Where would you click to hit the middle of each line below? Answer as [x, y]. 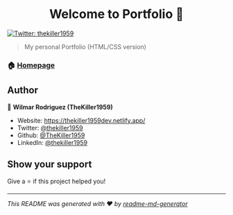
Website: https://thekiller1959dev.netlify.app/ [81, 120]
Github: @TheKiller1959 [51, 135]
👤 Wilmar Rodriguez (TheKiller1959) [60, 107]
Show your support [50, 165]
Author [23, 91]
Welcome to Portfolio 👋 [116, 14]
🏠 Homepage [31, 65]
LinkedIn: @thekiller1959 [52, 142]
